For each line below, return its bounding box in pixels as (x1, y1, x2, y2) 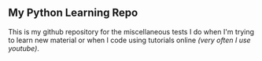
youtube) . (8, 43, 39, 53)
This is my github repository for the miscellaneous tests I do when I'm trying (8, 27, 254, 36)
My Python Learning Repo (8, 6, 138, 20)
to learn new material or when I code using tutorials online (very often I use (8, 35, 251, 45)
